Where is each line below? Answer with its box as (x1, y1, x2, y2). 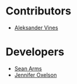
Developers (5, 45, 64, 59)
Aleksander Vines (14, 24, 58, 31)
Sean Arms (14, 65, 42, 72)
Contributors (5, 4, 72, 18)
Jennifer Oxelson (14, 71, 57, 79)
